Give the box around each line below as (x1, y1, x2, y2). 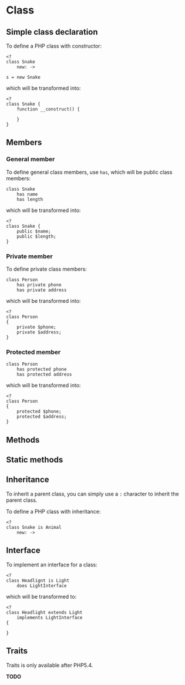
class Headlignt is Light (6, 578, 69, 583)
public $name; (16, 228, 51, 234)
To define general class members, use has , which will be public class (6, 168, 173, 176)
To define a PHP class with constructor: (6, 42, 102, 49)
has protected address (16, 372, 72, 377)
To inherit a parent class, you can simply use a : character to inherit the (6, 490, 179, 497)
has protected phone (16, 366, 67, 373)
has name (16, 191, 38, 197)
